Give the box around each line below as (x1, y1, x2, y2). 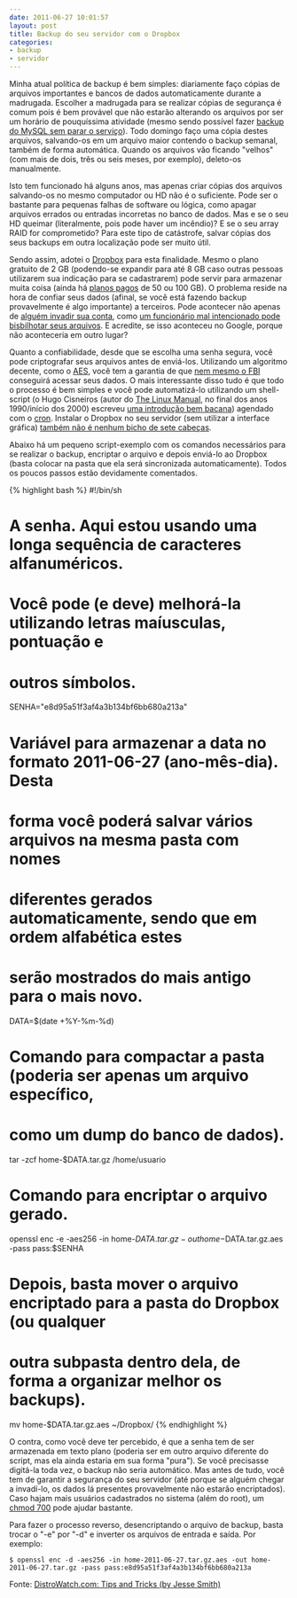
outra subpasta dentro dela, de (9, 1352, 241, 1373)
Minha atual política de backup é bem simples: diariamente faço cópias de (9, 79, 281, 89)
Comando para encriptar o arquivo (9, 1186, 268, 1206)
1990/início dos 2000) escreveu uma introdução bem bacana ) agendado (9, 403, 274, 413)
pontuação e (9, 631, 104, 652)
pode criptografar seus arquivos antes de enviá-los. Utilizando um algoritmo (9, 356, 288, 366)
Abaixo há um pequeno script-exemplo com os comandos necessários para (9, 440, 286, 450)
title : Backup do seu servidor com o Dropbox (9, 29, 180, 38)
